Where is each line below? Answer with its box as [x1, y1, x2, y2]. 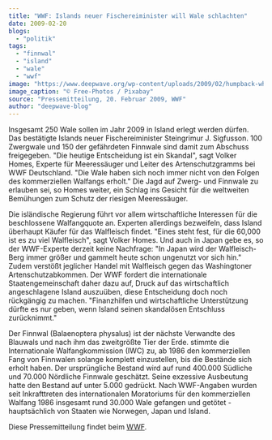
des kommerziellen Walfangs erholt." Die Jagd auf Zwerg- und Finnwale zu [8, 176, 259, 187]
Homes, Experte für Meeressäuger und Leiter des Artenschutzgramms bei [8, 159, 256, 169]
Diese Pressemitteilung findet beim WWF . [8, 422, 147, 432]
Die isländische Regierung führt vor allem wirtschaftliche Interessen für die [8, 209, 257, 219]
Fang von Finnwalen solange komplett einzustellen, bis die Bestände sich [8, 355, 253, 365]
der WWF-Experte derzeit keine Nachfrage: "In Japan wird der [8, 244, 217, 254]
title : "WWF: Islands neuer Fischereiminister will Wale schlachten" [8, 11, 249, 20]
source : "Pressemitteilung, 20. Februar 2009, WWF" [8, 95, 186, 103]
